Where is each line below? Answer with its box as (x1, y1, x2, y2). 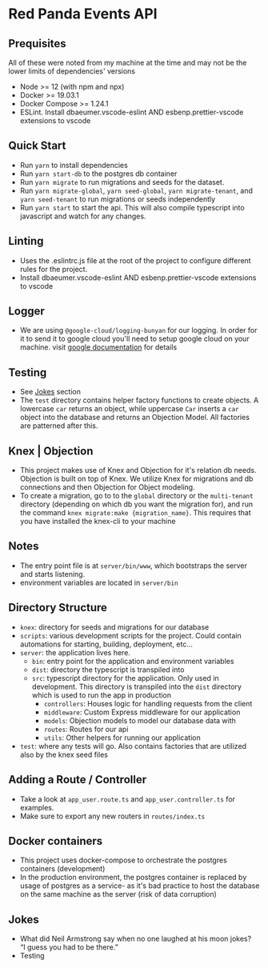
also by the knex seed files (19, 750, 108, 759)
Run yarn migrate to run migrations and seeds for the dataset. (19, 177, 225, 186)
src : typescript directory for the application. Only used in (31, 673, 220, 682)
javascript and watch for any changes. (19, 211, 146, 221)
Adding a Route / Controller (8, 773, 146, 786)
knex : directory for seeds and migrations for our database (19, 622, 210, 632)
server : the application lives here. (19, 647, 130, 657)
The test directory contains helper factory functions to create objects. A (19, 395, 259, 405)
